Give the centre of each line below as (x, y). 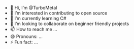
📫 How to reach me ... (33, 29)
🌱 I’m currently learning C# (38, 18)
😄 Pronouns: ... (26, 36)
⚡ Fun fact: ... (24, 42)
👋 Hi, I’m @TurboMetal (33, 8)
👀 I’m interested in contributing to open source (59, 13)
